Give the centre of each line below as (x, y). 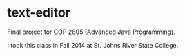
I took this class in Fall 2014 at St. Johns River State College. (93, 45)
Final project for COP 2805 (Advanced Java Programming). (91, 32)
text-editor (39, 13)
